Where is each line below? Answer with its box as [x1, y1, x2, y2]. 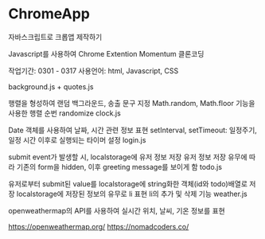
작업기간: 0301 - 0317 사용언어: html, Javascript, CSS [8, 65, 179, 76]
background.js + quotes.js [8, 81, 94, 92]
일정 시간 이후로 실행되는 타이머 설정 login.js [8, 135, 146, 144]
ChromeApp [8, 5, 90, 23]
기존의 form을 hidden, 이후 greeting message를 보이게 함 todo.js [16, 162, 223, 171]
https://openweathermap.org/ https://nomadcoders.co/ [8, 221, 189, 231]
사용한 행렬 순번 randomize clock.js [8, 108, 121, 118]
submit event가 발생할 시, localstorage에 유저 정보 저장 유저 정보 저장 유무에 [8, 152, 248, 162]
